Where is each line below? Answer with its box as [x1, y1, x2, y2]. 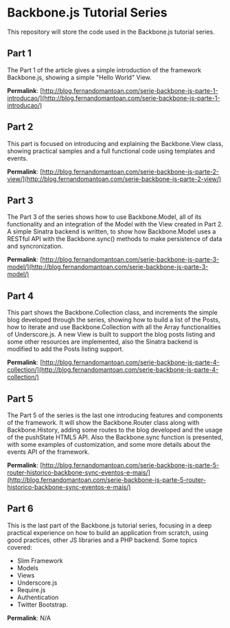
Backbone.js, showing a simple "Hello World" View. [7, 73, 152, 81]
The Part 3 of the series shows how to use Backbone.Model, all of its [7, 213, 202, 221]
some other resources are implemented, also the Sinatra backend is [7, 337, 198, 346]
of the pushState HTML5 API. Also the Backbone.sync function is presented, [7, 433, 223, 441]
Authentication [16, 593, 59, 601]
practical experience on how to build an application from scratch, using [7, 528, 209, 536]
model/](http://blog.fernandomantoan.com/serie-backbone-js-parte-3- [7, 263, 209, 271]
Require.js [16, 585, 46, 594]
